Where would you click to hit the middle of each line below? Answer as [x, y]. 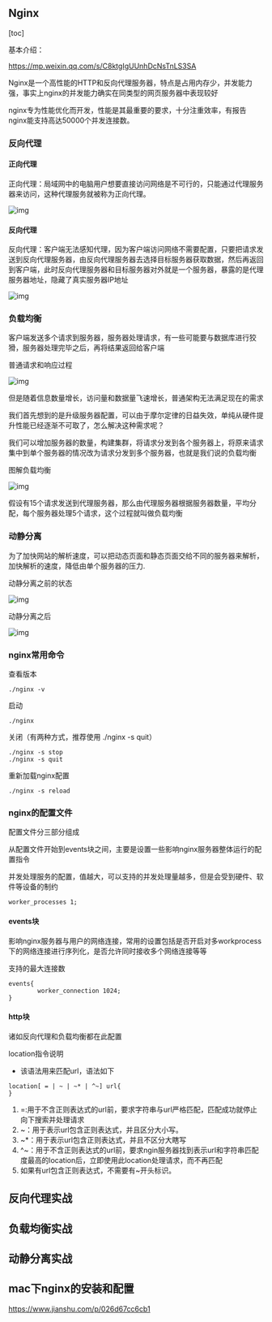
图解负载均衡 [30, 470]
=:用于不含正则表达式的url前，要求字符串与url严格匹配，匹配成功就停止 [138, 1109]
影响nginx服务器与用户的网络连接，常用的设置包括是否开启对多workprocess [135, 940]
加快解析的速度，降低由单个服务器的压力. [77, 566]
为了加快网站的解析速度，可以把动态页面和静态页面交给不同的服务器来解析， [136, 555]
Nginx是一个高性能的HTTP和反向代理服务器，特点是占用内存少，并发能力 [130, 82]
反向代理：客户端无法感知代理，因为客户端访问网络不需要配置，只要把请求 [132, 249]
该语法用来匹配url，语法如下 [67, 1070]
